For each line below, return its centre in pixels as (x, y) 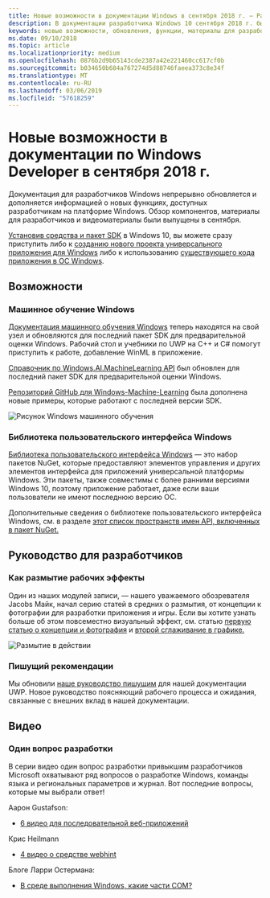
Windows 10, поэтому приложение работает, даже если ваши (114, 489)
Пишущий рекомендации (61, 666)
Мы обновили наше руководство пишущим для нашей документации (127, 683)
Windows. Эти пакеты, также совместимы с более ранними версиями (129, 480)
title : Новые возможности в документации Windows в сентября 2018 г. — (131, 16)
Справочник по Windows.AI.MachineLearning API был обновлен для (124, 367)
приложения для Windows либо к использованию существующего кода (132, 252)
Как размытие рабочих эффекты (76, 578)
